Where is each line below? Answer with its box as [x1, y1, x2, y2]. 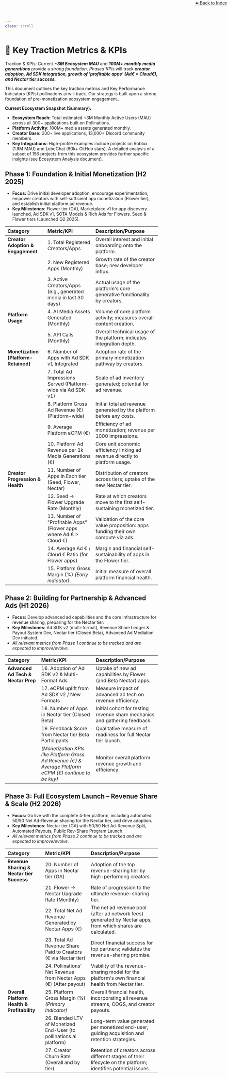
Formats [41, 697, 60, 704]
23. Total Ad [45, 937, 73, 943]
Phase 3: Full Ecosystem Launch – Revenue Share [5, 792, 158, 800]
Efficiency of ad [95, 421, 131, 428]
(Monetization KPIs [41, 745, 85, 752]
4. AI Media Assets [47, 308, 90, 315]
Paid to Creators [45, 949, 82, 955]
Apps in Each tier [47, 473, 86, 479]
